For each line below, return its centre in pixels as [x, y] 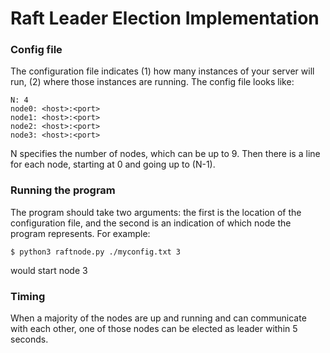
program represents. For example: [80, 233]
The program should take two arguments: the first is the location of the [156, 212]
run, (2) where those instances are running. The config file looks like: [152, 82]
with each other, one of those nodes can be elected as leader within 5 [154, 329]
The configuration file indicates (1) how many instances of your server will [162, 71]
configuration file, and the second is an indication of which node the [151, 223]
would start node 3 [49, 270]
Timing [28, 296]
